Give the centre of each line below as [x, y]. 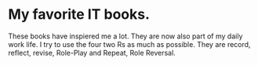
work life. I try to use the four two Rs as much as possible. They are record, [129, 44]
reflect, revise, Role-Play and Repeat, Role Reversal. [92, 52]
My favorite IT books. [79, 14]
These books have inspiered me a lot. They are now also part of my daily [125, 36]
